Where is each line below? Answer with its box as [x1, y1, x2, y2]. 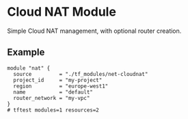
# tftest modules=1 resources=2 [7, 107, 99, 114]
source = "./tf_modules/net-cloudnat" [13, 70, 148, 77]
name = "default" [13, 88, 94, 96]
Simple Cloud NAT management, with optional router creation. [7, 27, 182, 35]
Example [7, 47, 45, 58]
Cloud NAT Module [7, 4, 116, 20]
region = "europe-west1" [13, 83, 109, 90]
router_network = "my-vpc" [13, 94, 90, 101]
